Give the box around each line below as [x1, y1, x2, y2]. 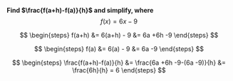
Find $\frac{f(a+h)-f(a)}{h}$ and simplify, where [6, 6, 154, 14]
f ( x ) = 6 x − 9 [100, 17, 138, 26]
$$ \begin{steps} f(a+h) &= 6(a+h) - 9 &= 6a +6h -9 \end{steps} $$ [19, 31, 219, 39]
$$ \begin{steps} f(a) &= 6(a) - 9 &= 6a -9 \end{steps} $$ [33, 45, 204, 53]
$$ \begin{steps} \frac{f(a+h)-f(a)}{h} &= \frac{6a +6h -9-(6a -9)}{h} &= [12, 58, 226, 67]
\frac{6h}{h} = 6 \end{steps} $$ [71, 66, 167, 74]
